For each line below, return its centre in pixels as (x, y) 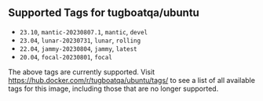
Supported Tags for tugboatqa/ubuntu (104, 13)
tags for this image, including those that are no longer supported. (113, 88)
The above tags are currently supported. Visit (82, 72)
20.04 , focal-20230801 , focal (66, 56)
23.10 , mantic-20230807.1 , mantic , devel (83, 31)
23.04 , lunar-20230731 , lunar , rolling (80, 40)
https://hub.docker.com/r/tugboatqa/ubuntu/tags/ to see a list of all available (131, 80)
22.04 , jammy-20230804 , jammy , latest (78, 48)
